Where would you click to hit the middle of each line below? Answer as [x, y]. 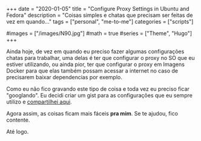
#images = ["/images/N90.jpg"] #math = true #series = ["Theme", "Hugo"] [99, 33]
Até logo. [18, 132]
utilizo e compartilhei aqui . [39, 102]
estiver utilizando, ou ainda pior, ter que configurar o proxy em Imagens [95, 64]
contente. [18, 120]
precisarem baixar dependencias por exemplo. [64, 77]
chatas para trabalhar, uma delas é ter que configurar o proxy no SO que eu [100, 58]
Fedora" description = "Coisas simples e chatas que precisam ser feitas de [100, 15]
